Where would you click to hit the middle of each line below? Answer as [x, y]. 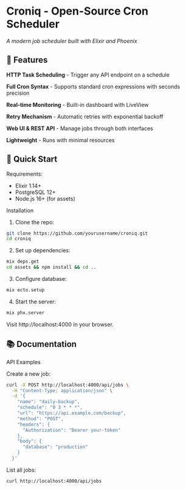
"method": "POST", [40, 419]
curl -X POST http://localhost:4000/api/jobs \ [68, 385]
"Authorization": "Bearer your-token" [71, 430]
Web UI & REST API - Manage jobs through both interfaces [80, 128]
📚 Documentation [42, 344]
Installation [20, 210]
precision [18, 93]
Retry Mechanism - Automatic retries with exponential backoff [85, 116]
